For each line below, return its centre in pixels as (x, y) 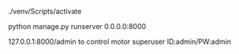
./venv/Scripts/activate (45, 11)
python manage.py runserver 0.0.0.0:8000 (77, 26)
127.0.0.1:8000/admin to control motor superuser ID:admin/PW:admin (119, 41)
